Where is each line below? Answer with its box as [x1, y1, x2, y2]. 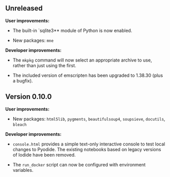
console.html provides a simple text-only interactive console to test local [12, 141, 165, 147]
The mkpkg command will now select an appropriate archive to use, [12, 57, 152, 63]
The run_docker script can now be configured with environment [12, 161, 146, 167]
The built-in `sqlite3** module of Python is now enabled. [12, 27, 132, 34]
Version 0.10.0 [5, 93, 52, 101]
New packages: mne [12, 37, 54, 43]
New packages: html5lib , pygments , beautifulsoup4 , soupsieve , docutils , [12, 115, 165, 122]
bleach [12, 122, 27, 127]
